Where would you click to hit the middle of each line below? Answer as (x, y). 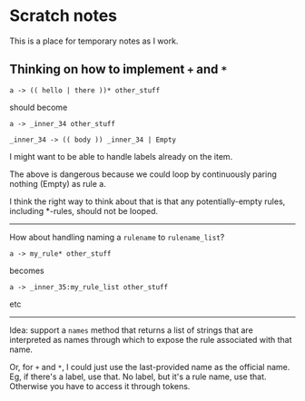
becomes (27, 270)
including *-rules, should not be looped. (84, 210)
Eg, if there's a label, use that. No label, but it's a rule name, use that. (138, 377)
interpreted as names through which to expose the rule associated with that (151, 339)
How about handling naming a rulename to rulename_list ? (117, 237)
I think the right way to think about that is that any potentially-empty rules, (148, 201)
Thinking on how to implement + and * (118, 69)
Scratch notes (64, 16)
